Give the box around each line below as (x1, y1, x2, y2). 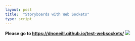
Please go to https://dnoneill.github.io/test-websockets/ (5, 31, 125, 37)
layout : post (5, 7, 32, 12)
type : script (5, 16, 32, 21)
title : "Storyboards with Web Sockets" (5, 12, 90, 17)
